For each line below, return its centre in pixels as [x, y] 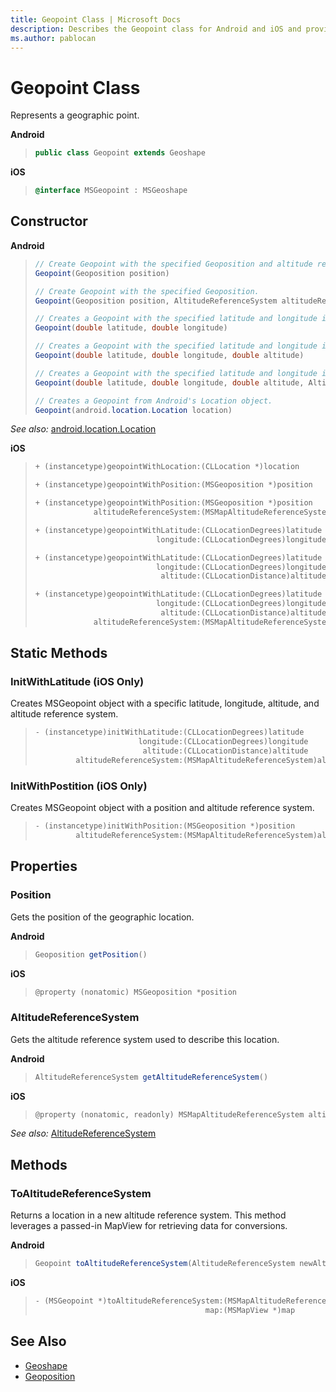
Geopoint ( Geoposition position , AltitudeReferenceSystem [156, 301]
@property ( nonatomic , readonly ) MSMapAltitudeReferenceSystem [169, 1114]
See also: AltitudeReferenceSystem [83, 1133]
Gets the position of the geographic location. [102, 917]
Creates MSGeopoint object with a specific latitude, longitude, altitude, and [165, 703]
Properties [44, 866]
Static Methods [59, 653]
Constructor [49, 221]
